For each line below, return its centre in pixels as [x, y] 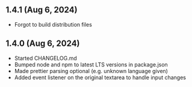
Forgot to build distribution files [53, 24]
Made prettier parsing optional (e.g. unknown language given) [91, 71]
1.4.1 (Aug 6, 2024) [42, 10]
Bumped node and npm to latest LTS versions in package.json [91, 64]
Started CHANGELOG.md [46, 58]
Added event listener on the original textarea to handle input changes [100, 77]
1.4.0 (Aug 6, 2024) [43, 44]
